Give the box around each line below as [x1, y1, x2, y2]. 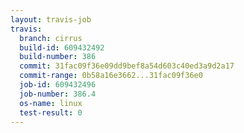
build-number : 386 [19, 52, 97, 62]
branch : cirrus [19, 33, 83, 43]
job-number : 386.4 [19, 89, 97, 99]
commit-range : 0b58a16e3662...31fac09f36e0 [19, 71, 203, 81]
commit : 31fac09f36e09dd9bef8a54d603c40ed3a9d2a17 [19, 61, 235, 71]
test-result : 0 [19, 107, 83, 118]
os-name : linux [19, 98, 83, 108]
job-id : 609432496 [19, 80, 97, 90]
